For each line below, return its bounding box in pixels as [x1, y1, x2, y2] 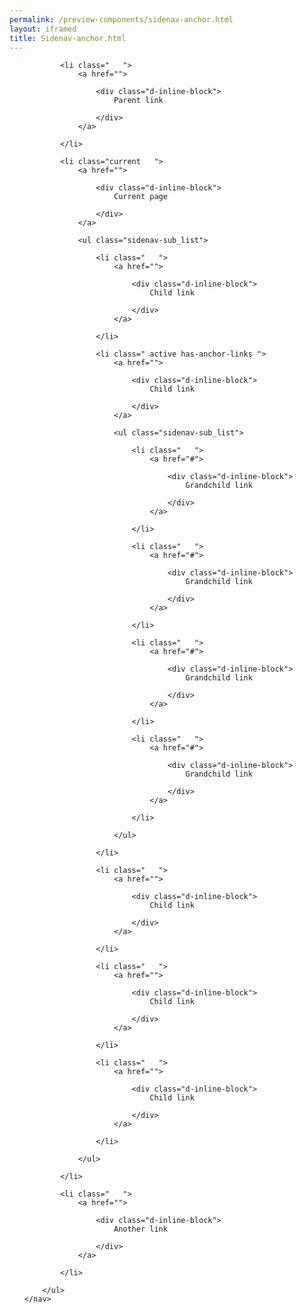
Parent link [113, 96, 164, 106]
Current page [113, 192, 168, 202]
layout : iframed [9, 24, 77, 34]
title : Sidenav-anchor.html [9, 33, 127, 43]
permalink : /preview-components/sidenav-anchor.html [9, 14, 234, 25]
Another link [113, 1224, 168, 1235]
